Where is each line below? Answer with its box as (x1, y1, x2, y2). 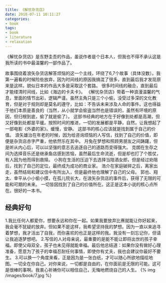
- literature (5, 35, 32, 40)
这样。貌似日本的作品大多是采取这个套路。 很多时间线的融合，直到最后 (13, 82, 158, 88)
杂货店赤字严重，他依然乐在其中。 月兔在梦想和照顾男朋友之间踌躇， (13, 138, 154, 144)
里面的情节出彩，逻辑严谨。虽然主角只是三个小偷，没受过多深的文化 (13, 95, 152, 101)
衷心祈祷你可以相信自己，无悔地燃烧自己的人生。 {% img (39, 267, 156, 273)
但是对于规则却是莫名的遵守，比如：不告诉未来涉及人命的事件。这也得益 (13, 101, 161, 107)
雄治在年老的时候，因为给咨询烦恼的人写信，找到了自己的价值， (23, 132, 154, 138)
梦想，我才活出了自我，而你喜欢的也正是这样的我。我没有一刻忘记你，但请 (9, 230, 161, 236)
